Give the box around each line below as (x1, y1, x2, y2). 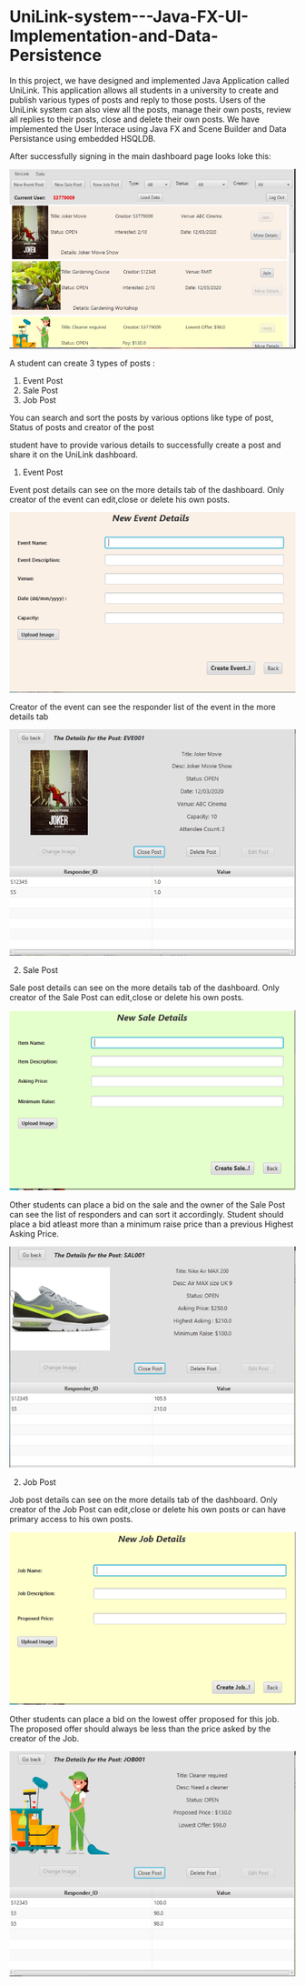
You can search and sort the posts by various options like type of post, (9, 412, 274, 424)
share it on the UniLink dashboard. (9, 449, 139, 460)
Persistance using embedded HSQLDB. (9, 133, 156, 144)
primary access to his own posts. (9, 1514, 133, 1525)
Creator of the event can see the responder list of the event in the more (9, 701, 276, 712)
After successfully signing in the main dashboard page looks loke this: (9, 150, 271, 161)
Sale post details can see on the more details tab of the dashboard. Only (9, 982, 280, 993)
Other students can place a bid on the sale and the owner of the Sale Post (9, 1199, 286, 1210)
